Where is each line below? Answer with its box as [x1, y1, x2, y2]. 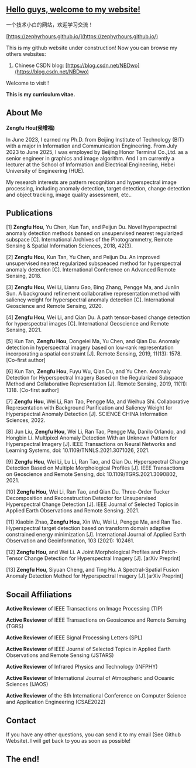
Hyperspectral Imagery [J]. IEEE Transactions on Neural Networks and [6, 441, 176, 448]
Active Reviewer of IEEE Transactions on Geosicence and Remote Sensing [6, 616, 187, 623]
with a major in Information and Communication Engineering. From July [6, 142, 177, 149]
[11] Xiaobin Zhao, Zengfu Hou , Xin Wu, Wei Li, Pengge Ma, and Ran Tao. [6, 518, 183, 525]
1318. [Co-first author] [6, 387, 60, 394]
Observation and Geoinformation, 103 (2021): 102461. [6, 537, 135, 544]
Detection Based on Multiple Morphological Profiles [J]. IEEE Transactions [6, 464, 184, 472]
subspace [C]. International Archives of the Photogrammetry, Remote [6, 236, 173, 243]
